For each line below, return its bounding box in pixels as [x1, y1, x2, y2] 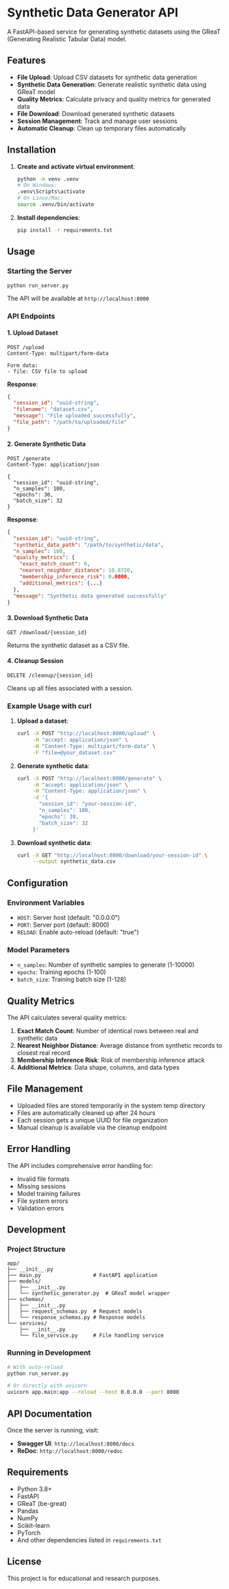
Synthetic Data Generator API [7, 5, 178, 21]
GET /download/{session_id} [7, 629, 88, 636]
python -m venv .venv [16, 175, 79, 183]
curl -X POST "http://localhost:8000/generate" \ [16, 775, 162, 782]
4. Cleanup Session [7, 657, 64, 665]
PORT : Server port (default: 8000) [16, 921, 110, 929]
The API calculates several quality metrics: [7, 1013, 128, 1022]
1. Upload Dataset [7, 328, 58, 337]
